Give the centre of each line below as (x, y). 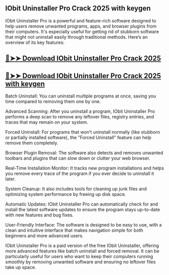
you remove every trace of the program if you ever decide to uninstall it (80, 173)
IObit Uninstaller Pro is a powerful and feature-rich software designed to (81, 20)
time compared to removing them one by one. (53, 102)
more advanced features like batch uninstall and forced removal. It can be (82, 251)
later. (11, 179)
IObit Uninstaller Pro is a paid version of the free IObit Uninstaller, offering (82, 246)
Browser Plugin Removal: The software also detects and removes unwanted (84, 153)
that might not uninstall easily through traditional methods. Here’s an (77, 37)
